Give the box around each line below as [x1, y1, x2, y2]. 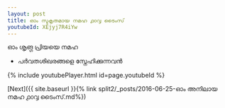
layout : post [7, 10, 46, 18]
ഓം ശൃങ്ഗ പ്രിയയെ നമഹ [7, 43, 78, 52]
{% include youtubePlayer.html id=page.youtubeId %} [7, 71, 165, 80]
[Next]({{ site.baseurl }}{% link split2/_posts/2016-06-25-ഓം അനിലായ [7, 85, 218, 93]
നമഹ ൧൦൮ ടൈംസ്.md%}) [7, 92, 87, 101]
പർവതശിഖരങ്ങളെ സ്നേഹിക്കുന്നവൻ [17, 57, 123, 66]
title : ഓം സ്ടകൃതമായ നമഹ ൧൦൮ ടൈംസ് [7, 17, 124, 24]
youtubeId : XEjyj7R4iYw [7, 23, 78, 30]
